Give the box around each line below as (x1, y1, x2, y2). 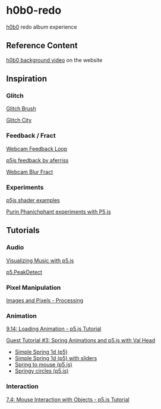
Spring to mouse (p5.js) (14, 361, 72, 368)
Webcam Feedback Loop (6, 145, 68, 152)
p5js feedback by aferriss (6, 156, 69, 164)
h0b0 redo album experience (6, 23, 77, 30)
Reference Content (6, 41, 78, 51)
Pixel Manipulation (6, 283, 61, 292)
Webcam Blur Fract (6, 168, 53, 175)
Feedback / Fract (6, 132, 56, 140)
